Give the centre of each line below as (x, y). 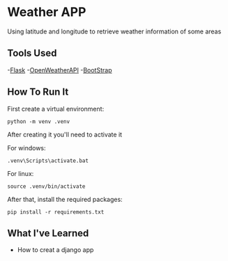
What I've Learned (48, 233)
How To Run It (38, 92)
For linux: (21, 173)
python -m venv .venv (39, 121)
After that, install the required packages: (65, 199)
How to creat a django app (55, 250)
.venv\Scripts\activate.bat (48, 161)
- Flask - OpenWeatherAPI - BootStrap (60, 70)
